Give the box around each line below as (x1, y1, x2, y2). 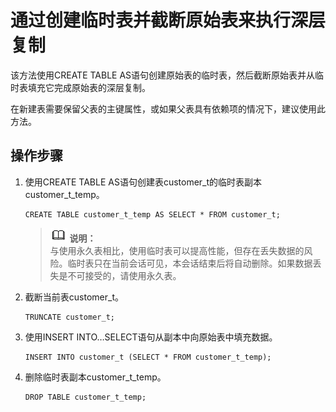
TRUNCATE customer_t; (24, 312, 115, 322)
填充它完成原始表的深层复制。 (27, 81, 151, 93)
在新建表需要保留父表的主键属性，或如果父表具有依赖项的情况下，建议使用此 (10, 102, 326, 115)
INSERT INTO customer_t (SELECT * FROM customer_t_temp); (24, 352, 272, 362)
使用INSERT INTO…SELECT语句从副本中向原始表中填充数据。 (24, 331, 278, 343)
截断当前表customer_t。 (24, 291, 124, 303)
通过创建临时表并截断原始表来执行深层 (10, 9, 327, 32)
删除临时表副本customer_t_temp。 (24, 371, 167, 383)
